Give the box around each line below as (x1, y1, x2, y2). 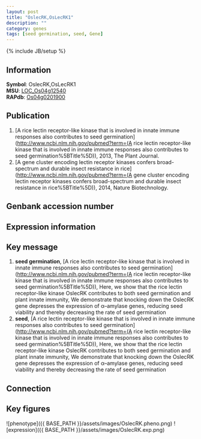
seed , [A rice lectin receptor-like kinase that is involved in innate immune (14, 315, 196, 322)
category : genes (6, 25, 47, 32)
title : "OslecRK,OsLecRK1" (6, 14, 74, 20)
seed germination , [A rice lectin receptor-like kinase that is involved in (14, 258, 190, 265)
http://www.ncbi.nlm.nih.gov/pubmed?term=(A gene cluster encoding (17, 171, 189, 178)
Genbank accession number (6, 201, 114, 211)
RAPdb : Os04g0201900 (6, 93, 66, 101)
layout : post (6, 8, 39, 15)
